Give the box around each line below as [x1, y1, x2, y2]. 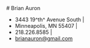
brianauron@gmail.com [14, 35, 73, 42]
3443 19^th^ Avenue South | [14, 16, 85, 23]
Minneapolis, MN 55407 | [14, 23, 78, 29]
